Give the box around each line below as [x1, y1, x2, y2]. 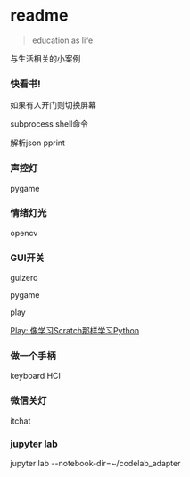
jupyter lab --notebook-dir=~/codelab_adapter [10, 458, 181, 469]
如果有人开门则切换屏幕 [10, 100, 96, 111]
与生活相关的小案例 [10, 53, 81, 63]
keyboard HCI [10, 371, 62, 382]
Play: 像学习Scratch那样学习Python [10, 325, 140, 336]
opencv [10, 227, 38, 238]
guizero [10, 273, 38, 284]
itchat [10, 415, 31, 426]
